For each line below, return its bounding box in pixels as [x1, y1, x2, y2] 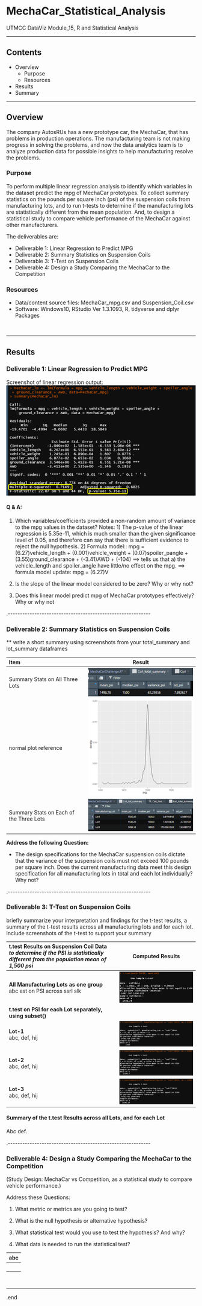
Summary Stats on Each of [8, 808, 75, 816]
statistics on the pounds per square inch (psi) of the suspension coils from [6, 195, 191, 203]
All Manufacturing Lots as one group [8, 981, 103, 988]
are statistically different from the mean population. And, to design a [6, 208, 175, 216]
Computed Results [132, 952, 180, 959]
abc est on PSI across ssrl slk [8, 987, 81, 994]
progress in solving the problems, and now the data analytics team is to [6, 141, 183, 149]
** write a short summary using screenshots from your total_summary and [6, 639, 191, 646]
